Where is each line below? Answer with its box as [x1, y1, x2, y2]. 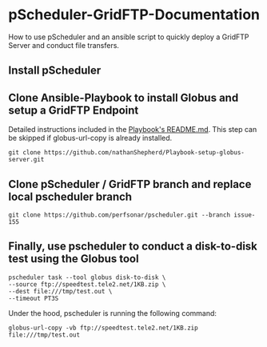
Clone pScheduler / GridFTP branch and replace [8, 177, 252, 191]
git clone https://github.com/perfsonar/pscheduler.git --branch [8, 210, 230, 219]
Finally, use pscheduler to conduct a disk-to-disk [8, 240, 258, 253]
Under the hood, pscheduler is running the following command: [8, 308, 217, 317]
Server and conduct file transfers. [8, 40, 120, 50]
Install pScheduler [8, 64, 102, 78]
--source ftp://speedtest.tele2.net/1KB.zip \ [8, 280, 166, 289]
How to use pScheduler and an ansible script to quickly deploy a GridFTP [8, 32, 249, 42]
